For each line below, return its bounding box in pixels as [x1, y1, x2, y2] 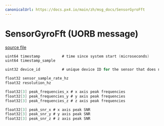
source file [5, 44, 27, 50]
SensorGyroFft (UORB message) [5, 28, 139, 39]
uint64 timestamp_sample [5, 58, 56, 63]
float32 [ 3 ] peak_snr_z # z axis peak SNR [5, 116, 91, 121]
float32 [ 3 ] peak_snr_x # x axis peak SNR [5, 107, 91, 112]
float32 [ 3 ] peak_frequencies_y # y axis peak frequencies [5, 94, 125, 99]
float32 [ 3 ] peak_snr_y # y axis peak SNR [5, 112, 91, 117]
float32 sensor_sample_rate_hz [5, 76, 69, 81]
